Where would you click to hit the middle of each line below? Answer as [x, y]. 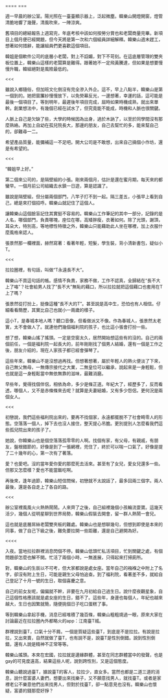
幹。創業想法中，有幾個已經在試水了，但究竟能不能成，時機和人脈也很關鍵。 [84, 108]
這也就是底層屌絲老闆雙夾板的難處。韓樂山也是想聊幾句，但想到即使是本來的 [84, 524]
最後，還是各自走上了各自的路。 [38, 487]
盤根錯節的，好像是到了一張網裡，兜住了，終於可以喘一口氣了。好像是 [86, 447]
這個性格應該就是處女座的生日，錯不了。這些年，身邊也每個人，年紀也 [81, 597]
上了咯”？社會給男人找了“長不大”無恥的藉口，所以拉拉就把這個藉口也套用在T [84, 287]
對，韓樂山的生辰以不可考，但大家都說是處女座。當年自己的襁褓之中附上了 [82, 568]
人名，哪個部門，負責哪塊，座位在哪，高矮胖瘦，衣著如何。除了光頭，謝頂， [84, 220]
